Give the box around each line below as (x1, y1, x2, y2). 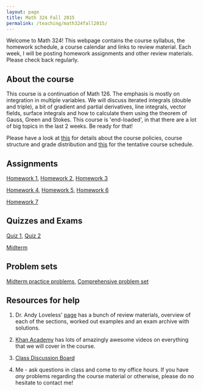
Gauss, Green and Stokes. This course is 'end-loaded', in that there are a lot (6, 116, 197, 124)
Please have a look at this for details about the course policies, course (6, 135, 183, 142)
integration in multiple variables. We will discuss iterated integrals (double (6, 97, 191, 104)
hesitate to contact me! (15, 379, 73, 387)
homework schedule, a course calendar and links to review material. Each (6, 43, 191, 51)
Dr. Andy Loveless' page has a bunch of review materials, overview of (15, 311, 191, 319)
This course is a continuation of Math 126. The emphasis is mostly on (6, 90, 180, 97)
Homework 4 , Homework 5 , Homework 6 (6, 186, 109, 194)
